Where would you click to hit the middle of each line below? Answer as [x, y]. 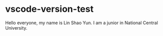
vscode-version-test [49, 9]
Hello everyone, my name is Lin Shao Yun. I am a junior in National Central [81, 23]
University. [16, 28]
